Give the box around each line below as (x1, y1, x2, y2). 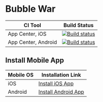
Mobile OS (8, 71, 34, 78)
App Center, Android (8, 38, 57, 46)
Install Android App (38, 88, 84, 95)
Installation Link (41, 71, 82, 78)
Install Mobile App (5, 56, 64, 65)
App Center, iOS (8, 30, 47, 37)
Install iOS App (38, 80, 74, 87)
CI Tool (23, 22, 41, 29)
